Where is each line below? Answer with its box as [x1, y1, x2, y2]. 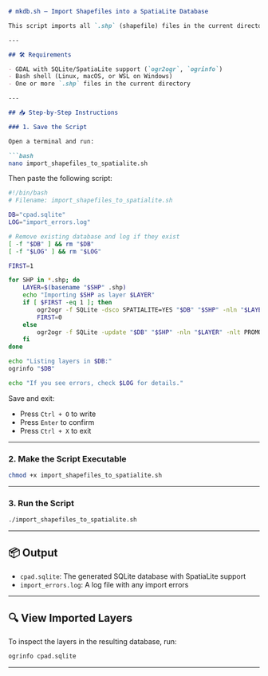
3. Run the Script [8, 497, 74, 509]
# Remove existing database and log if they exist [8, 232, 180, 241]
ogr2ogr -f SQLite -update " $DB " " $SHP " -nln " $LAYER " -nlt [37, 328, 241, 336]
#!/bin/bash [8, 189, 48, 197]
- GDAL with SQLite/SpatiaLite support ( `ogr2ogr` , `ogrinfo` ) [8, 65, 223, 73]
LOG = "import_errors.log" [8, 218, 91, 226]
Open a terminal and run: [8, 137, 94, 145]
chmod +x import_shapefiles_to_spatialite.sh [8, 471, 162, 480]
